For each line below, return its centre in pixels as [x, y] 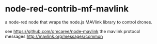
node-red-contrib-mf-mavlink [67, 9]
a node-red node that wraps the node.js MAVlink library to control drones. [79, 22]
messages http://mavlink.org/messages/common [54, 36]
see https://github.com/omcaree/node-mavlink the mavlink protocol [73, 31]
